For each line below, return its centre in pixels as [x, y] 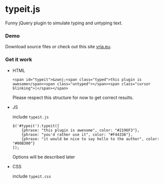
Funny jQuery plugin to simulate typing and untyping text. [64, 23]
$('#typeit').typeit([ [36, 126]
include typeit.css [32, 176]
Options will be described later [44, 157]
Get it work [19, 60]
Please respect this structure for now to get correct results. [73, 97]
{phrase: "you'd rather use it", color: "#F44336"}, [77, 135]
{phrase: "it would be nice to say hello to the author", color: [91, 139]
